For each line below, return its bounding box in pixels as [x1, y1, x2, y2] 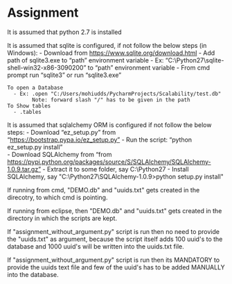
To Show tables [7, 102, 51, 109]
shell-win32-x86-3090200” [7, 63, 87, 72]
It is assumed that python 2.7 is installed [7, 28, 123, 36]
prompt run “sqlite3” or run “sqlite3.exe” [7, 71, 122, 79]
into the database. [7, 270, 59, 278]
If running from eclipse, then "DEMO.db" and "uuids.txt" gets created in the [7, 206, 222, 215]
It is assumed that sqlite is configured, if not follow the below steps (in [7, 41, 207, 49]
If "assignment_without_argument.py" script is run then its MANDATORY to [7, 256, 220, 264]
